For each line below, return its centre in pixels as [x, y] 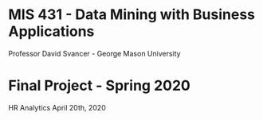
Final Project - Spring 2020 [100, 86]
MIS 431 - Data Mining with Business [132, 15]
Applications [51, 31]
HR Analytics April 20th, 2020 [57, 107]
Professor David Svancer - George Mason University [94, 53]
